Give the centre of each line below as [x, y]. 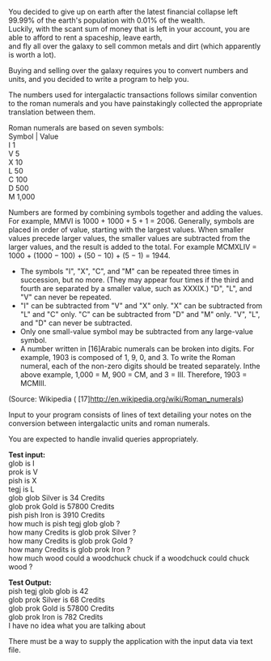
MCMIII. [33, 383]
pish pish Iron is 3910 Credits [57, 515]
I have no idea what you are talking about [77, 625]
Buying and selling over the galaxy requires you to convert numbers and [128, 71]
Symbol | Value [34, 136]
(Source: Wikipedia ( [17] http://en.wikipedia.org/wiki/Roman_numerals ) [126, 399]
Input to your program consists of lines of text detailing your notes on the [130, 414]
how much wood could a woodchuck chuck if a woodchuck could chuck [129, 558]
